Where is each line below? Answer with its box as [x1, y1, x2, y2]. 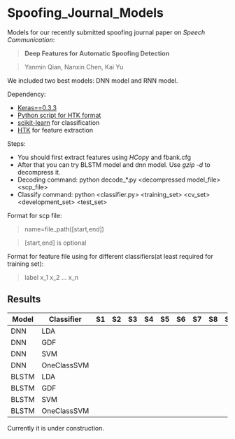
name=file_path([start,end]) [24, 224, 105, 233]
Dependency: [7, 90, 46, 98]
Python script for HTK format [17, 111, 101, 119]
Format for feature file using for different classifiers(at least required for [7, 252, 213, 260]
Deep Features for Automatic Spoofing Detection [24, 49, 170, 58]
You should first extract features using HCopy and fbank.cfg [17, 153, 191, 161]
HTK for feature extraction [17, 126, 94, 134]
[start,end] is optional [24, 238, 87, 247]
